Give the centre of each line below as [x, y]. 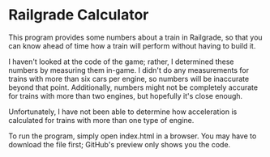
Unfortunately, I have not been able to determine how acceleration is [123, 112]
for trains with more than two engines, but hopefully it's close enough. [126, 95]
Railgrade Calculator [79, 15]
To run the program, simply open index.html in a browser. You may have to [133, 136]
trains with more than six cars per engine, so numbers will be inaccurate [129, 78]
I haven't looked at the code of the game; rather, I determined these [121, 62]
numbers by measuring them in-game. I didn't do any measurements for [129, 70]
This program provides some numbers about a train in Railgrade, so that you [135, 37]
